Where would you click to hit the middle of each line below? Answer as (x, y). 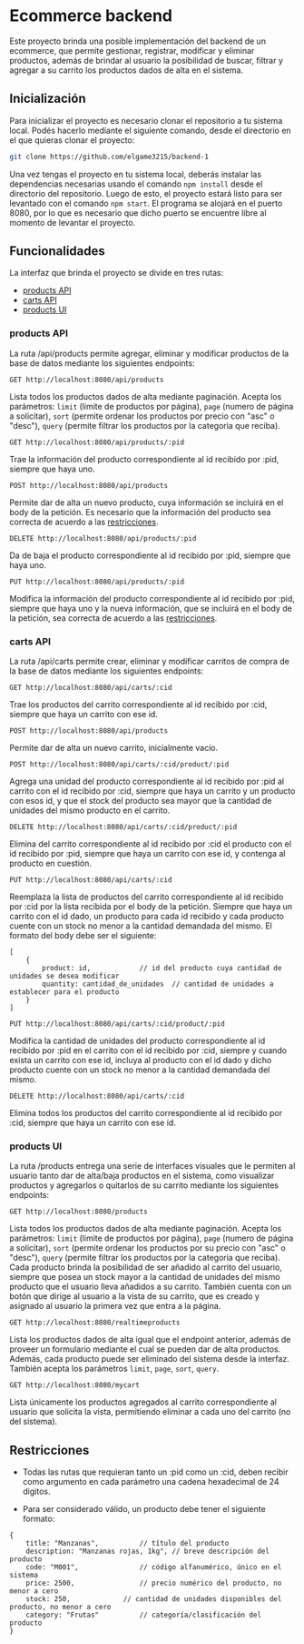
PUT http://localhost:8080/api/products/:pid (97, 582)
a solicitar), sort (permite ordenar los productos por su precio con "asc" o (147, 1248)
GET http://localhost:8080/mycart (75, 1385)
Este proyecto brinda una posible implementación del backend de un (137, 41)
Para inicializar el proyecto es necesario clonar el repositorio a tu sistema (146, 120)
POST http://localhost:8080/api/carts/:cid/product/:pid (119, 765)
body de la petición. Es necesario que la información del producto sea (140, 512)
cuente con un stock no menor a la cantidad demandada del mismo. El (141, 926)
